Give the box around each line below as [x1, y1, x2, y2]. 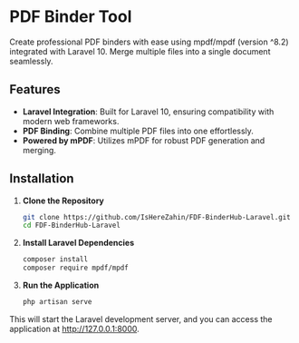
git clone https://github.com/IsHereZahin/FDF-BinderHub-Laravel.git [22, 212, 292, 221]
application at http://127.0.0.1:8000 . [9, 323, 140, 334]
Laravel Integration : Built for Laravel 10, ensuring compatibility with [22, 106, 275, 117]
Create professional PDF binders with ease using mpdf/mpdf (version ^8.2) [9, 36, 289, 47]
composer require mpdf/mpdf [22, 263, 129, 273]
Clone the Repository [22, 195, 104, 206]
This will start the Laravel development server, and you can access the [9, 313, 274, 324]
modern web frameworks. [22, 115, 120, 126]
